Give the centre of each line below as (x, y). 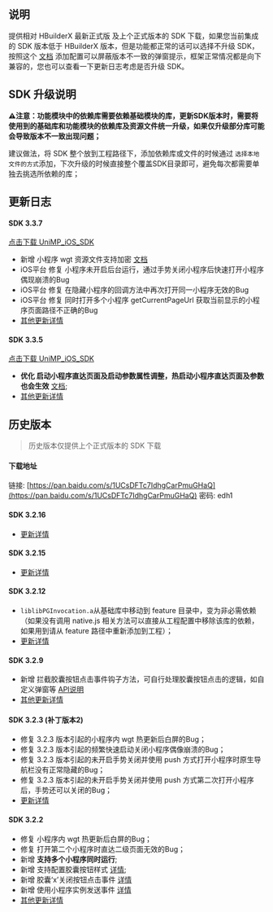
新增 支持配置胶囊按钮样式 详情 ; (73, 869)
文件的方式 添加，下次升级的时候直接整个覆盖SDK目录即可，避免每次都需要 (130, 163)
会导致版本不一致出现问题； (55, 136)
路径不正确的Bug (70, 310)
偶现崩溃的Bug (45, 280)
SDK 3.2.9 (26, 660)
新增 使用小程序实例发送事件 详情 (76, 889)
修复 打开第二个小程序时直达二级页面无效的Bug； (102, 848)
